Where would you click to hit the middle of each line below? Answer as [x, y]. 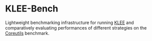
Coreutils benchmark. [27, 33]
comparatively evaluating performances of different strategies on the [76, 27]
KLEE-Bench [32, 9]
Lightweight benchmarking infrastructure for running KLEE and [70, 22]
